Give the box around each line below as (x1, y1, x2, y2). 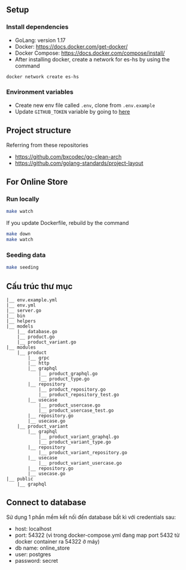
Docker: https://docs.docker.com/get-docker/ (14, 43, 128, 50)
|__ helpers (6, 318, 36, 324)
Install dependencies (6, 23, 69, 31)
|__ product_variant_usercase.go (38, 460, 122, 466)
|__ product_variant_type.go (38, 439, 112, 445)
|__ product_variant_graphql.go (38, 434, 119, 440)
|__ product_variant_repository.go (38, 449, 128, 456)
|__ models (6, 323, 34, 329)
